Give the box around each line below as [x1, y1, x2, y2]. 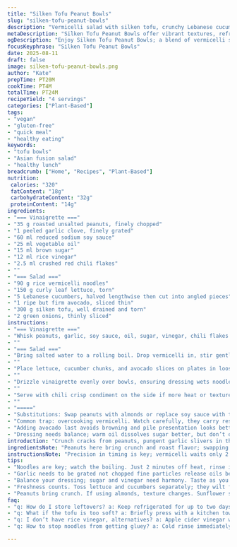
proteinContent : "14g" [10, 201, 78, 208]
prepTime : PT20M [7, 76, 55, 83]
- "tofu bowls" [7, 148, 52, 155]
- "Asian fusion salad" [7, 155, 78, 163]
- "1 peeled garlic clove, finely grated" [7, 227, 134, 234]
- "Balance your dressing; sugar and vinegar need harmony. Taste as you [7, 477, 229, 484]
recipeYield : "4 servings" [7, 96, 87, 103]
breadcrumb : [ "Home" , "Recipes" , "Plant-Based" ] [7, 167, 153, 175]
